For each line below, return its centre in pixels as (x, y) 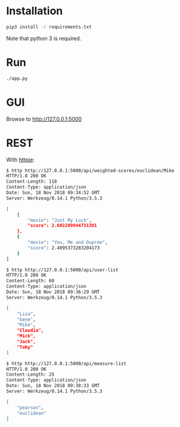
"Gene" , (26, 320)
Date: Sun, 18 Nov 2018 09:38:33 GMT (53, 386)
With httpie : (20, 159)
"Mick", (26, 336)
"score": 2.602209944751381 (62, 226)
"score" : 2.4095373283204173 (64, 248)
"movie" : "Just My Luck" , (60, 220)
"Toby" (25, 347)
